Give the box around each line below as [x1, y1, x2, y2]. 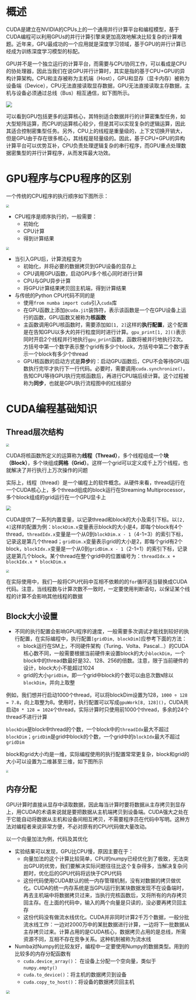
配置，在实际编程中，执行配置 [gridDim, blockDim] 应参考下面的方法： [19, 635, 187, 642]
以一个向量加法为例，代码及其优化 [6, 835, 88, 842]
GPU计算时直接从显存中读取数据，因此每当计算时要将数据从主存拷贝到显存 [6, 801, 185, 808]
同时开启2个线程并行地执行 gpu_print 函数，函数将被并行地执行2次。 [23, 336, 187, 343]
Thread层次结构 [6, 427, 64, 437]
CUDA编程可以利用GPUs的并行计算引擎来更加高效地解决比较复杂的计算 [6, 33, 178, 40]
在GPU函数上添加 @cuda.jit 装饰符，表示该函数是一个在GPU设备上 [23, 306, 181, 313]
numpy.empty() [23, 965, 58, 971]
